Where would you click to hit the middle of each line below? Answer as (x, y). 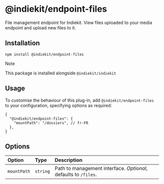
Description (69, 160)
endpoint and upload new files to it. (41, 27)
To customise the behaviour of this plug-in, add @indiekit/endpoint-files (80, 100)
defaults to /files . (76, 175)
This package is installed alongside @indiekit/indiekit (61, 73)
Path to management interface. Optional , (101, 168)
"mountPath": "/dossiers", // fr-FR (51, 123)
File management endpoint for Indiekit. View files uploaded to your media (79, 23)
